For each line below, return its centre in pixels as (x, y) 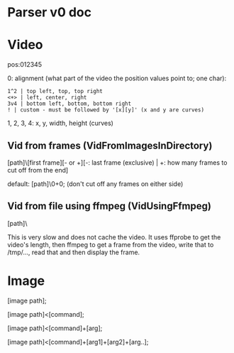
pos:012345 (25, 65)
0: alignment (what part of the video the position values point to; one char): (117, 78)
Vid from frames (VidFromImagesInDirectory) (110, 145)
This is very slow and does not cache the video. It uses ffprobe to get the (114, 237)
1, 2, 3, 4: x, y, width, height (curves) (60, 123)
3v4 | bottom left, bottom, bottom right (69, 104)
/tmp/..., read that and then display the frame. (74, 252)
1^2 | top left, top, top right (55, 92)
